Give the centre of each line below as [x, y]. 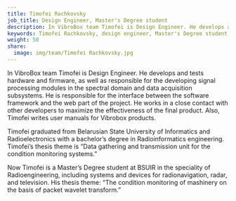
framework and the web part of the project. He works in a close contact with [118, 103]
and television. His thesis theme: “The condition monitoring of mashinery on [117, 182]
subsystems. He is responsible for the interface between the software [108, 95]
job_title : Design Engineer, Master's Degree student [88, 20]
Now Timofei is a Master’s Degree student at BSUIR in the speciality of [109, 167]
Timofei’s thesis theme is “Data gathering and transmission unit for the [109, 146]
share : [17, 46]
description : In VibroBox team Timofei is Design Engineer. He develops [116, 27]
